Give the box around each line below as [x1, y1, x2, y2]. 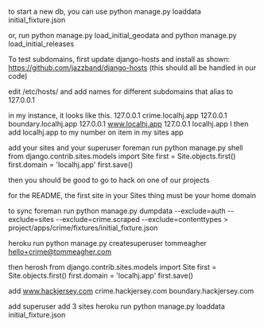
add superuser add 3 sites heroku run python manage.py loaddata [8, 302, 225, 311]
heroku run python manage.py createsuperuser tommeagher [8, 239, 207, 247]
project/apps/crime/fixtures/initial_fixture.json [8, 223, 158, 232]
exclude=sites [8, 215, 54, 224]
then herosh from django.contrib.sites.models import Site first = [8, 263, 217, 271]
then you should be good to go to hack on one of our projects [8, 175, 210, 185]
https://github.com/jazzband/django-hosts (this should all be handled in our [8, 63, 257, 72]
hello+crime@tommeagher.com [8, 247, 112, 256]
